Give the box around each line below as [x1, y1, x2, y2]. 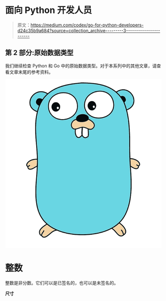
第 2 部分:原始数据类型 [5, 48, 74, 57]
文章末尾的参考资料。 [9, 69, 53, 75]
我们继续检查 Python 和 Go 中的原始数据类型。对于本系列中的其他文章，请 [5, 63, 157, 69]
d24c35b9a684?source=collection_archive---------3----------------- [17, 27, 161, 33]
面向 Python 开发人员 [5, 4, 92, 16]
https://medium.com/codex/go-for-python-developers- [30, 22, 144, 28]
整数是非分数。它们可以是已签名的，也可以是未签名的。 [5, 280, 118, 286]
